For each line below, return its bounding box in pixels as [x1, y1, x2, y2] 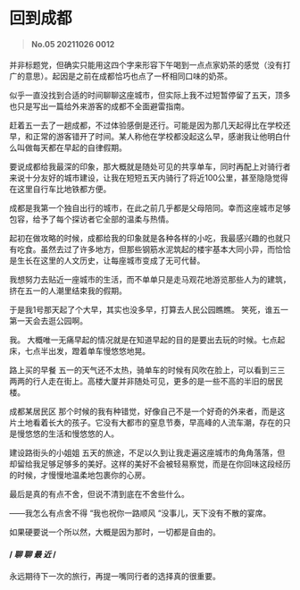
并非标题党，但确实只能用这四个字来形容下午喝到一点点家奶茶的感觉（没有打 [9, 60, 291, 71]
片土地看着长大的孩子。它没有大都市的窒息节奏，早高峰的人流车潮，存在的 [9, 417, 283, 428]
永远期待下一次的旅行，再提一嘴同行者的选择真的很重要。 [9, 570, 221, 581]
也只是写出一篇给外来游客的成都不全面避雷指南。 [9, 101, 189, 112]
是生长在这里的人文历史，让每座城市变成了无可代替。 [9, 256, 205, 266]
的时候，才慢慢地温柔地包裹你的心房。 [9, 470, 150, 481]
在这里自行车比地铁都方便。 [9, 184, 112, 195]
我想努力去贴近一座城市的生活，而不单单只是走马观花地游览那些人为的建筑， [9, 274, 291, 285]
